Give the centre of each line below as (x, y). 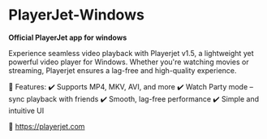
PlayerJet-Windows (76, 15)
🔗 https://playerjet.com (47, 126)
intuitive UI (26, 111)
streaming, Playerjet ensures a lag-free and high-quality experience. (123, 70)
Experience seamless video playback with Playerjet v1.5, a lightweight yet (131, 53)
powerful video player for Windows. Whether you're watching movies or (129, 62)
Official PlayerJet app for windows (68, 37)
